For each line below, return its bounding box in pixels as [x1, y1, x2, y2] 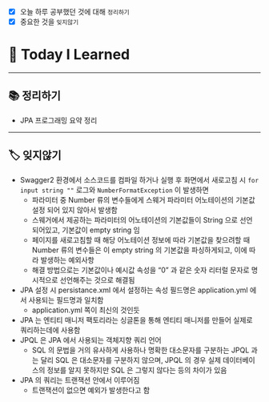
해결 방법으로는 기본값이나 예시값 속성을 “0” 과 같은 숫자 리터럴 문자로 [31, 265, 250, 275]
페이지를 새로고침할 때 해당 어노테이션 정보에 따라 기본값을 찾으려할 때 [31, 235, 251, 244]
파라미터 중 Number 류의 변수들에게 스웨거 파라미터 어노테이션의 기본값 [31, 195, 255, 204]
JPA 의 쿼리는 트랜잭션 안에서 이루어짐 [19, 375, 140, 384]
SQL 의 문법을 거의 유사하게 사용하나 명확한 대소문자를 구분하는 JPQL [31, 345, 250, 355]
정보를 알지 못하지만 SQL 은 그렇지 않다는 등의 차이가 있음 [46, 365, 227, 375]
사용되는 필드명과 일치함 [28, 295, 104, 304]
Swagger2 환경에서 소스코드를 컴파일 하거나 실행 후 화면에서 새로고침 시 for [19, 175, 259, 184]
